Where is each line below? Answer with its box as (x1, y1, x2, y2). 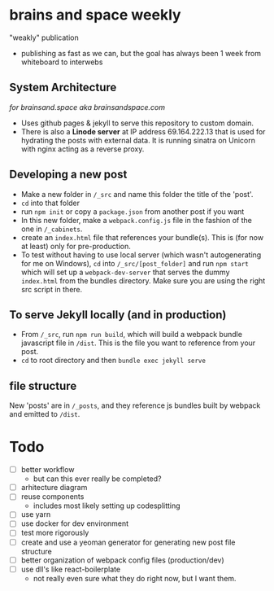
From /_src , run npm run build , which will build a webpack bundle (20, 330, 243, 339)
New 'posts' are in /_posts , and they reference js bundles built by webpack (9, 401, 261, 410)
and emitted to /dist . (9, 409, 80, 419)
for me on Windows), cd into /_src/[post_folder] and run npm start (20, 258, 249, 268)
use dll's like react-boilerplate (20, 564, 121, 574)
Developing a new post (9, 168, 128, 182)
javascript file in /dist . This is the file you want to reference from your (20, 338, 256, 348)
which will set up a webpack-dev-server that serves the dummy (20, 267, 230, 277)
